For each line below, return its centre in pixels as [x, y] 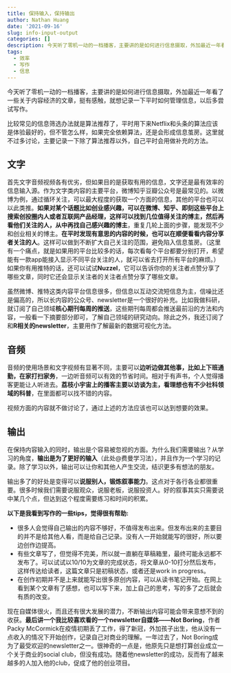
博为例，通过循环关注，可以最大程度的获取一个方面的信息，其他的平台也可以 [115, 200]
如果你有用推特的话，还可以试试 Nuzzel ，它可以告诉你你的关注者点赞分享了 [114, 268]
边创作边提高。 [38, 545]
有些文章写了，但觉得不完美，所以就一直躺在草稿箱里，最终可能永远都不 [119, 553]
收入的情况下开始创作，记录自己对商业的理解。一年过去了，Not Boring [112, 637]
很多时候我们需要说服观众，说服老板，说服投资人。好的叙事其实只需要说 [121, 490]
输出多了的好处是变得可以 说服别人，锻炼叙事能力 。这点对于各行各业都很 [109, 481]
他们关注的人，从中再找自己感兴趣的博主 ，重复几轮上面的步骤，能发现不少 [118, 225]
